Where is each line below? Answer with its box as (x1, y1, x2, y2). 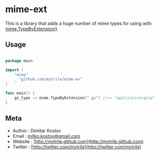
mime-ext (5, 4, 47, 15)
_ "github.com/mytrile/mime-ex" (14, 77, 83, 82)
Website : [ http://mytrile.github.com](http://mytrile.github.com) (12, 138, 144, 144)
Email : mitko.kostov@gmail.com (12, 133, 81, 139)
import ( (5, 67, 24, 72)
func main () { (5, 91, 35, 96)
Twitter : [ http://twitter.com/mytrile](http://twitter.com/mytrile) (12, 143, 142, 150)
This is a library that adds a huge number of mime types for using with (5, 20, 152, 26)
